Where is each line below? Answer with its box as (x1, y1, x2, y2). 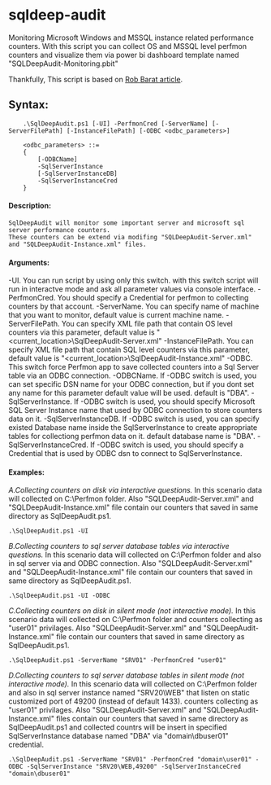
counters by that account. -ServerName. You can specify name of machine (8, 301, 260, 311)
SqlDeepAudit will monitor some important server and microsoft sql (8, 218, 245, 227)
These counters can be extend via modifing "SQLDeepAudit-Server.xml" (8, 233, 252, 241)
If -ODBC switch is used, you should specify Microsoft (74, 397, 256, 406)
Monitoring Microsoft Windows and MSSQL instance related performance (8, 33, 254, 42)
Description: (8, 201, 51, 211)
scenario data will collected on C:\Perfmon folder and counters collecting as (8, 615, 263, 625)
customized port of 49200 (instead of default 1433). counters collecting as (8, 696, 259, 706)
